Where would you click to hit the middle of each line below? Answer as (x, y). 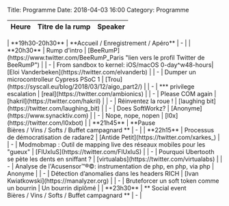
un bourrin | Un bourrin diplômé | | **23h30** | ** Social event (97, 188)
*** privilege (177, 87)
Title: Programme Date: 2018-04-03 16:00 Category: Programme (98, 10)
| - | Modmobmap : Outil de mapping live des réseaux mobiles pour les (106, 145)
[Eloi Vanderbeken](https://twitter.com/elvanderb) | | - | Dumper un (102, 72)
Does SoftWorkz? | (143, 108)
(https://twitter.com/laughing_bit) (54, 108)
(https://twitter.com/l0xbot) (45, 123)
